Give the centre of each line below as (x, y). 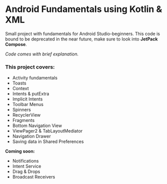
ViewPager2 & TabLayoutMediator (48, 131)
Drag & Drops (26, 171)
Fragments (23, 120)
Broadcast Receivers (34, 177)
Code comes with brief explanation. (42, 54)
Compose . (16, 44)
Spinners (22, 110)
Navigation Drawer (32, 136)
